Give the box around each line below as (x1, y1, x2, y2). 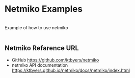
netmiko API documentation (11, 62, 68, 68)
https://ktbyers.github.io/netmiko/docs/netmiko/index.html (11, 67, 130, 73)
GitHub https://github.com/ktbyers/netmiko (11, 57, 99, 63)
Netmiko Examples (4, 3, 83, 15)
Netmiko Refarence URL (4, 44, 79, 52)
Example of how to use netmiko (4, 24, 68, 30)
